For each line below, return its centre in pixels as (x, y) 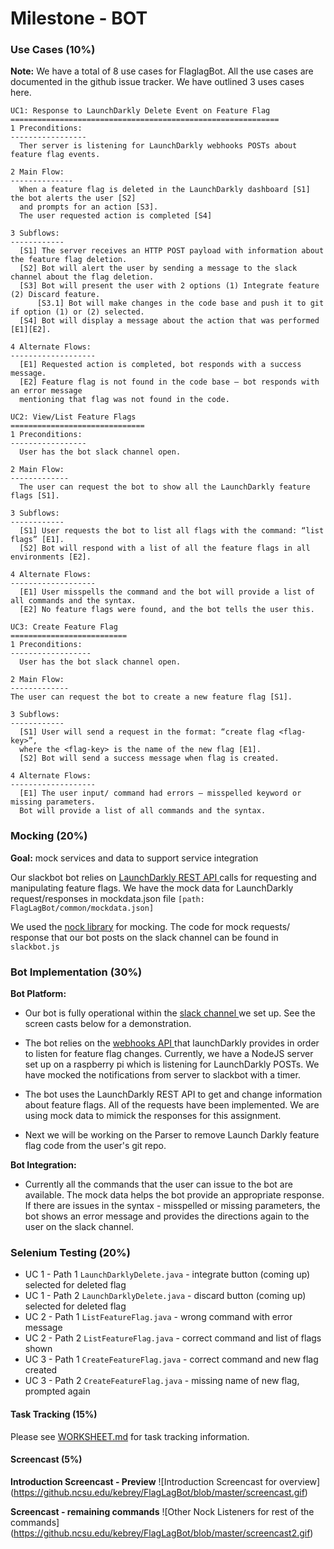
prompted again (57, 1391)
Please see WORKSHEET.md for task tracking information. (130, 1436)
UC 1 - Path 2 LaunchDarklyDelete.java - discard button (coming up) (165, 1296)
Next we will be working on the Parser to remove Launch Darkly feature (172, 1135)
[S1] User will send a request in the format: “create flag (147, 732)
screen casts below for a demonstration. (108, 1024)
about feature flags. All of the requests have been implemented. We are (172, 1105)
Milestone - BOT (79, 18)
